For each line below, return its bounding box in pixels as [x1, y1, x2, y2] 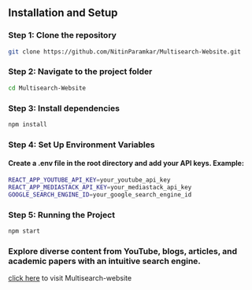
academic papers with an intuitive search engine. [8, 255, 201, 266]
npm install [8, 121, 47, 129]
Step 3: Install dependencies [8, 102, 120, 113]
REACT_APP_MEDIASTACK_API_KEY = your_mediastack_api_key [8, 183, 192, 191]
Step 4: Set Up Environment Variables [8, 139, 155, 150]
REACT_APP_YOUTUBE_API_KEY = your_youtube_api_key [8, 176, 171, 184]
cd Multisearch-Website [8, 84, 87, 92]
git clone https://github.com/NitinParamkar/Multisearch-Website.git [8, 47, 242, 56]
